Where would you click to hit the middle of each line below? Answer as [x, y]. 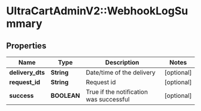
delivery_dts [27, 73]
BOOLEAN [66, 95]
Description [122, 62]
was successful [108, 99]
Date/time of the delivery [121, 73]
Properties [26, 46]
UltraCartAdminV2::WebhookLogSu [97, 11]
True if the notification [117, 92]
